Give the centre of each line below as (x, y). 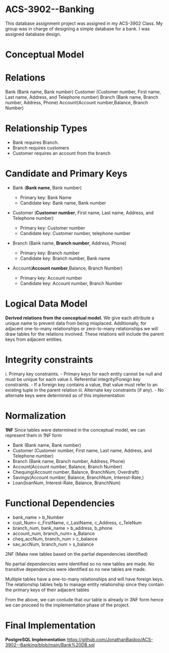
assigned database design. (33, 34)
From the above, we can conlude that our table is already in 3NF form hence (84, 599)
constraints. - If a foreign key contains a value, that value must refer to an (81, 385)
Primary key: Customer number (53, 228)
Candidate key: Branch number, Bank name (65, 258)
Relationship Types (46, 128)
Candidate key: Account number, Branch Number (71, 283)
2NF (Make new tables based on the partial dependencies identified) (76, 554)
